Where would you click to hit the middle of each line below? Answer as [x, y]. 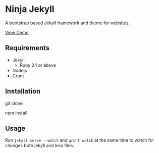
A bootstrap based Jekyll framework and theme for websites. [68, 23]
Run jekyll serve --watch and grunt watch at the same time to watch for [80, 140]
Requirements [27, 48]
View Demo [17, 32]
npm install [16, 113]
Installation [23, 91]
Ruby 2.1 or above [38, 65]
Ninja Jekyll [30, 9]
